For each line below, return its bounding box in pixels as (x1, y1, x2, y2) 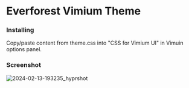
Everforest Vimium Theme (6, 4, 141, 18)
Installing (6, 26, 34, 34)
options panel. (6, 46, 42, 53)
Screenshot (6, 61, 41, 69)
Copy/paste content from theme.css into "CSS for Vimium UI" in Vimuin (6, 39, 184, 46)
